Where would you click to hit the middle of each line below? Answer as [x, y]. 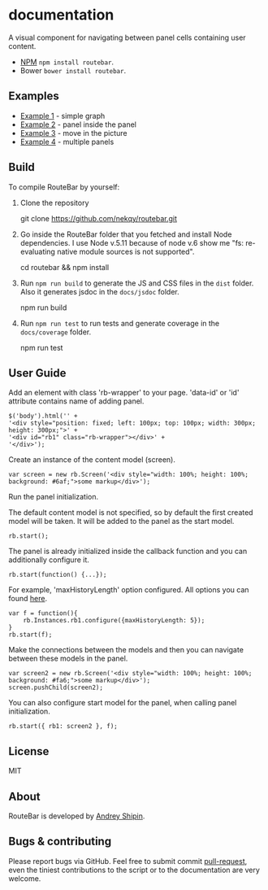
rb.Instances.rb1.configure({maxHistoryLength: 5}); [114, 621]
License [29, 751]
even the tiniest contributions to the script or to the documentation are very [134, 870]
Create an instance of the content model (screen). [92, 460]
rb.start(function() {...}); [58, 575]
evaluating [37, 251]
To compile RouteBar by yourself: [64, 187]
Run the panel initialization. [54, 497]
